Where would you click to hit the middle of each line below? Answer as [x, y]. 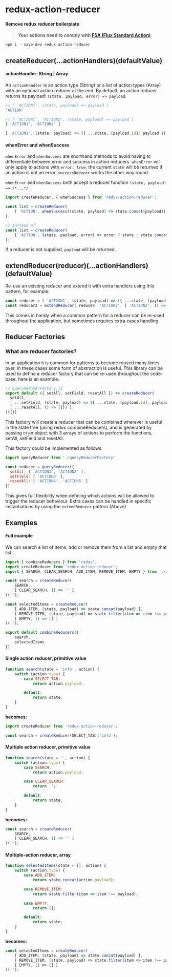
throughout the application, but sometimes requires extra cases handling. [83, 321]
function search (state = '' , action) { [48, 758]
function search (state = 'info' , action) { [52, 669]
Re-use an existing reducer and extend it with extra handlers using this [80, 286]
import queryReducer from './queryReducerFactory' [60, 458]
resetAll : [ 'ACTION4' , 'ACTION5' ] [49, 481]
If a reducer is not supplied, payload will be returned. [61, 250]
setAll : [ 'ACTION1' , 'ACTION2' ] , [48, 472]
